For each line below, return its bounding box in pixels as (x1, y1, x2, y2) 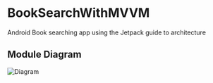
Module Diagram (7, 49, 82, 60)
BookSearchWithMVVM (7, 5, 150, 21)
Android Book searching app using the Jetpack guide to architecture (7, 28, 207, 37)
